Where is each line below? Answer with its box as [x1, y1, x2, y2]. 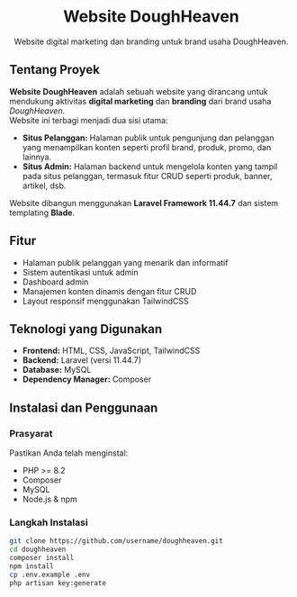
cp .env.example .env [9, 570, 91, 579]
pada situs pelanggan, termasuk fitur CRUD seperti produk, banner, [22, 170, 273, 181]
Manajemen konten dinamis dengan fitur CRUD [22, 285, 197, 296]
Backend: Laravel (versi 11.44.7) [22, 355, 142, 366]
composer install [9, 554, 75, 563]
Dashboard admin [22, 276, 89, 287]
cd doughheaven [9, 545, 67, 555]
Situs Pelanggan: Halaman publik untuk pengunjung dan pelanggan [22, 132, 274, 143]
